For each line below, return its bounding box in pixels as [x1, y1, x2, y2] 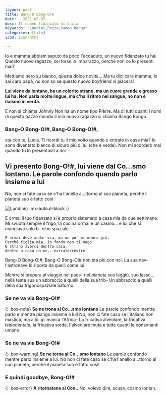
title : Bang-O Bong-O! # [5, 12, 55, 17]
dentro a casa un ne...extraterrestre [5, 248, 85, 253]
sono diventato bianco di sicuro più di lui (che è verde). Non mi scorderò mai [5, 142, 161, 148]
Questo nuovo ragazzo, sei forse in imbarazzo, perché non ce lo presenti [5, 58, 154, 64]
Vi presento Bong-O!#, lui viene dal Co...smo [5, 162, 146, 170]
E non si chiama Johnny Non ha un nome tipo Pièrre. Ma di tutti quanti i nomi [5, 108, 162, 114]
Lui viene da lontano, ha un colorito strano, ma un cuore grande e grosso [5, 88, 158, 94]
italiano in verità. [5, 98, 41, 104]
